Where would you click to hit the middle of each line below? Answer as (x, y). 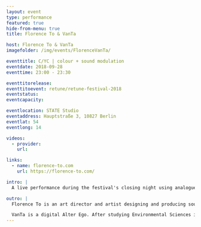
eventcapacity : (25, 100)
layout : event (24, 12)
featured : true (25, 23)
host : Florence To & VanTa (40, 45)
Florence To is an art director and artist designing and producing (99, 204)
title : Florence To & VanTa (41, 34)
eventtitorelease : (29, 83)
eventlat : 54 (22, 122)
